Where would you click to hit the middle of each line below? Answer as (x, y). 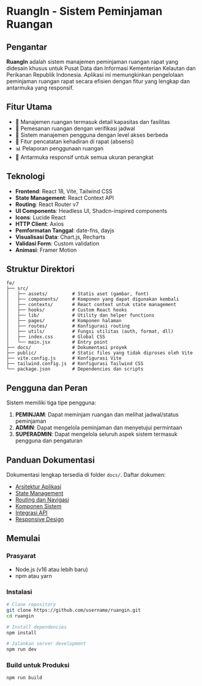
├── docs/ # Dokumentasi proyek (67, 348)
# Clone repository (31, 605)
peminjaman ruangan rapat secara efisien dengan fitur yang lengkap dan (98, 81)
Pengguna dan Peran (47, 388)
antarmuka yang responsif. (40, 88)
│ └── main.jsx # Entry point (57, 342)
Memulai (23, 538)
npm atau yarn (33, 576)
